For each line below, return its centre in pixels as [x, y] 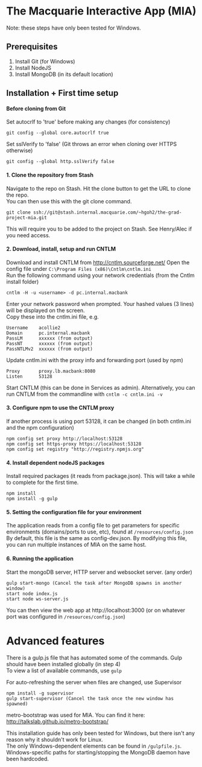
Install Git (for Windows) [45, 61]
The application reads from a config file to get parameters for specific [93, 526]
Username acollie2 [33, 328]
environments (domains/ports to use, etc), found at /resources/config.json [100, 532]
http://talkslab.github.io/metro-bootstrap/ [57, 721]
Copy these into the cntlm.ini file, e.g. [53, 317]
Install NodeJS [33, 68]
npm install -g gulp [32, 499]
